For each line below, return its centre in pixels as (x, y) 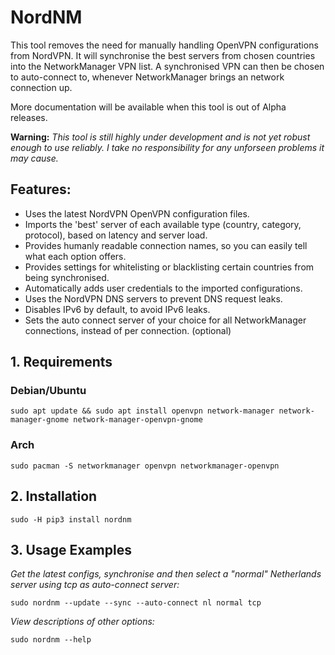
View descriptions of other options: (82, 622)
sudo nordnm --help (51, 640)
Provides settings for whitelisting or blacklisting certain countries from (169, 267)
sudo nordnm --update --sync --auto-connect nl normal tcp (136, 603)
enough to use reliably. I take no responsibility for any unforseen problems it (167, 147)
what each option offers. (75, 256)
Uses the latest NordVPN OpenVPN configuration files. (137, 213)
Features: (41, 189)
